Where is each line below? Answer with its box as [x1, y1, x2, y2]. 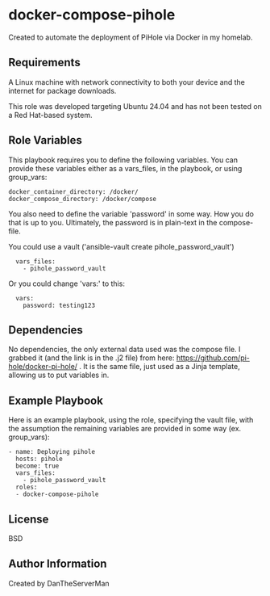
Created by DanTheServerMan [8, 578, 110, 588]
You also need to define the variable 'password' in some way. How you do [8, 208, 254, 219]
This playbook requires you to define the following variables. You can [8, 155, 238, 165]
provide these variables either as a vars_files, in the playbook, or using [8, 163, 243, 173]
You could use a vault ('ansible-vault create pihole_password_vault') [8, 241, 235, 251]
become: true [15, 462, 60, 470]
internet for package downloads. [8, 86, 117, 95]
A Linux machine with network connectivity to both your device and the [8, 77, 246, 86]
